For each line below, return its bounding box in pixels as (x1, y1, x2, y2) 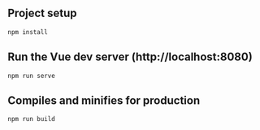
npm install (7, 28, 48, 36)
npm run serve (7, 71, 56, 80)
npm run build (7, 115, 56, 123)
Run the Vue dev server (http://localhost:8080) (7, 50, 253, 64)
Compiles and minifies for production (7, 93, 201, 108)
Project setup (7, 6, 78, 20)
